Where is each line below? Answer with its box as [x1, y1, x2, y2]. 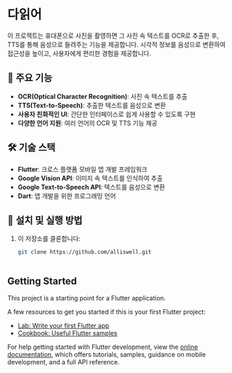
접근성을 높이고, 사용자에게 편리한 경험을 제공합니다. [7, 49, 151, 58]
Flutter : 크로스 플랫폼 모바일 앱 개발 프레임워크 [17, 165, 148, 173]
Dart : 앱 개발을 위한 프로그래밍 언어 [17, 191, 116, 200]
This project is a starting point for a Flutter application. [7, 293, 166, 302]
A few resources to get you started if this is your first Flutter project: [7, 307, 206, 316]
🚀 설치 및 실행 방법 [7, 214, 83, 226]
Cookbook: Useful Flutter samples [17, 328, 118, 337]
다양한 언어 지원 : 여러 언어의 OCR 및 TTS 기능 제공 [17, 119, 158, 127]
